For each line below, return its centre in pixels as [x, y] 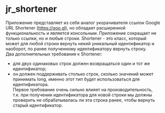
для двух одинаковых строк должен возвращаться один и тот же [81, 63]
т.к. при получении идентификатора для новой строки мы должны [82, 95]
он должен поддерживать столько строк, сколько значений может [83, 74]
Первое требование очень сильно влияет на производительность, [82, 89]
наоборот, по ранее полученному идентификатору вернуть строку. [76, 49]
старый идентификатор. [38, 105]
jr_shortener [31, 9]
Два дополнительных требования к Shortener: [54, 54]
